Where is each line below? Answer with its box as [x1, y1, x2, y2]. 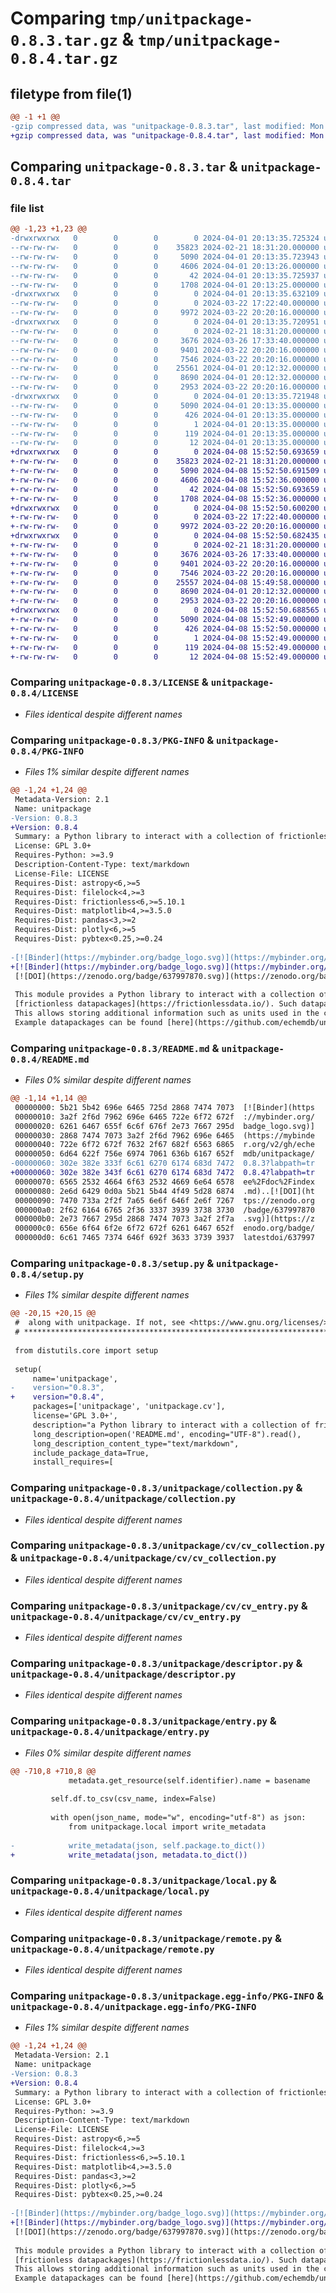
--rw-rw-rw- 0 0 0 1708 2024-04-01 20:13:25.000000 [10, 280, 320, 290]
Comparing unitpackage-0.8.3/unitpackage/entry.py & [10, 1714, 277, 1728]
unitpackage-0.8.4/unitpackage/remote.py [10, 1943, 215, 1955]
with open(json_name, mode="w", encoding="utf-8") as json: [50, 1813, 307, 1823]
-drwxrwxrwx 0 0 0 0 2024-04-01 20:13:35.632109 [10, 289, 320, 299]
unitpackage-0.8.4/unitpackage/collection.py [10, 1493, 237, 1505]
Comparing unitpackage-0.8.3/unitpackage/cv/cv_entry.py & [10, 1598, 308, 1612]
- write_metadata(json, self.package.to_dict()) [10, 1840, 267, 1851]
